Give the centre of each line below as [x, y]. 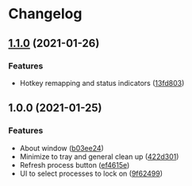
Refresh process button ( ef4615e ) [75, 165]
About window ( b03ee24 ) [62, 148]
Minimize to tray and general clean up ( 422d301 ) [99, 157]
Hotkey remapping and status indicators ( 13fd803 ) [102, 83]
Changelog [45, 14]
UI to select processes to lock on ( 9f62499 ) [91, 173]
